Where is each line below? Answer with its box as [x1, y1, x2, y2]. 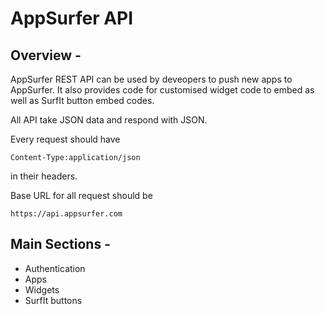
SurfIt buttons [24, 294, 83, 306]
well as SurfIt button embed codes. [10, 95, 155, 106]
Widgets [24, 283, 60, 296]
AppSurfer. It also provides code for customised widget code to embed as [10, 84, 315, 96]
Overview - [10, 47, 82, 64]
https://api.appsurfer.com [10, 209, 123, 219]
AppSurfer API [10, 7, 134, 30]
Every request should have [10, 133, 121, 145]
